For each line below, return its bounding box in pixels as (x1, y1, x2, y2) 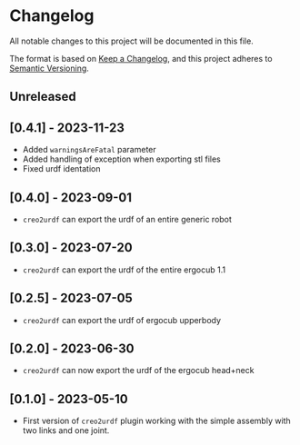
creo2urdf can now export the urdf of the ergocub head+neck (22, 365, 255, 376)
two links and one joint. (22, 425, 110, 436)
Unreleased (9, 89, 77, 104)
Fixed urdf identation (22, 163, 102, 174)
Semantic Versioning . (9, 63, 89, 74)
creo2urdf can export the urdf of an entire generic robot (22, 213, 232, 224)
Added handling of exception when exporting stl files (22, 153, 221, 164)
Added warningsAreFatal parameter (22, 144, 156, 155)
